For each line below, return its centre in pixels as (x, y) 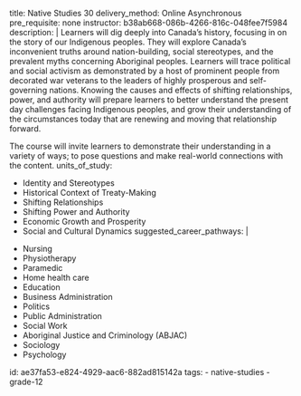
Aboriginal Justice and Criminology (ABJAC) (105, 335)
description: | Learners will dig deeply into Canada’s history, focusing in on (148, 32)
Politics (36, 306)
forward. (25, 129)
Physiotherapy (49, 258)
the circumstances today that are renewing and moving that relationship (143, 119)
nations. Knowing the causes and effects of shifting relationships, (171, 90)
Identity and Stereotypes (68, 183)
